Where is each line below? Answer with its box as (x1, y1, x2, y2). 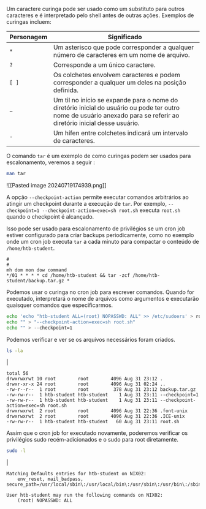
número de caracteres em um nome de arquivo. (53, 51, 190, 59)
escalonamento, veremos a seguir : (6, 159, 95, 166)
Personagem (9, 33, 48, 41)
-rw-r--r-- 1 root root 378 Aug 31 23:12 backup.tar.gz (6, 386, 196, 393)
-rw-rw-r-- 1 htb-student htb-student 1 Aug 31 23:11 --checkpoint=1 (6, 392, 199, 398)
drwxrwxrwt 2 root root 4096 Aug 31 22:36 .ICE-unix (6, 413, 185, 420)
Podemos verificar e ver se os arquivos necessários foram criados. (6, 336, 176, 343)
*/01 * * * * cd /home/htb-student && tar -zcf (6, 272, 131, 278)
